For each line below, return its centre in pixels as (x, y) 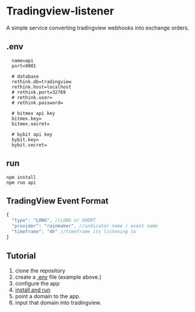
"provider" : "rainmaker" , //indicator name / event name (85, 226)
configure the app (37, 283)
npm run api (21, 183)
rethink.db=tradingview (41, 82)
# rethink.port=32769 (39, 92)
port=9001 (24, 66)
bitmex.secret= (31, 124)
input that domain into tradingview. (58, 302)
